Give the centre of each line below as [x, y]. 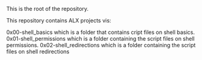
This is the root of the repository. [48, 9]
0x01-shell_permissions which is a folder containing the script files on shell [101, 38]
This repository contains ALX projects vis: [59, 20]
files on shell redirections [38, 52]
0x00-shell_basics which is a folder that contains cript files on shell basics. [101, 32]
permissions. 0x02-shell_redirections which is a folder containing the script [101, 45]
